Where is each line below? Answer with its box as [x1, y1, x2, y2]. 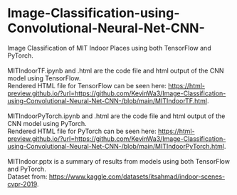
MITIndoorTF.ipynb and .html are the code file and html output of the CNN [7, 66, 224, 75]
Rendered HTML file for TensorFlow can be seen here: [7, 81, 167, 90]
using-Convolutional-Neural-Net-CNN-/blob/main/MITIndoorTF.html [7, 96, 208, 105]
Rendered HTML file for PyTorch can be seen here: [7, 127, 157, 135]
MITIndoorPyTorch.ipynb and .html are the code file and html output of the [7, 112, 226, 120]
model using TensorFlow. [7, 73, 81, 83]
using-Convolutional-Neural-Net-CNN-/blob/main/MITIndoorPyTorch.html [7, 142, 224, 150]
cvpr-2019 [7, 179, 38, 188]
